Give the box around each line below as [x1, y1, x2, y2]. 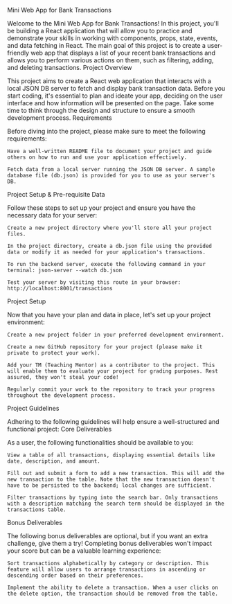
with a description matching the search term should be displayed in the [7, 500, 225, 507]
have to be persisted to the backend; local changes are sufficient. [7, 482, 213, 489]
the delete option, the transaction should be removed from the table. [7, 590, 218, 597]
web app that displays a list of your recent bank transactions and [30, 48, 216, 57]
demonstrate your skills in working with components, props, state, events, [7, 34, 218, 42]
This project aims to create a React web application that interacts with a [7, 77, 211, 85]
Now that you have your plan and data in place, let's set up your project [7, 311, 211, 319]
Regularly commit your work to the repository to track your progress [7, 386, 215, 393]
